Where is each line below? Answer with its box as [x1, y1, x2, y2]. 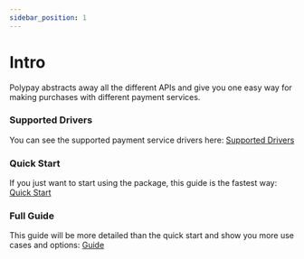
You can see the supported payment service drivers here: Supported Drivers [9, 134, 295, 145]
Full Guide [9, 209, 54, 222]
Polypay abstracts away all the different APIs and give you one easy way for [9, 82, 292, 93]
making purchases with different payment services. [9, 91, 201, 102]
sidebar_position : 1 [9, 13, 88, 23]
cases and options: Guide [9, 240, 105, 251]
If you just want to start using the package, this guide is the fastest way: [9, 178, 278, 189]
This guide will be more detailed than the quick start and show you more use [9, 230, 295, 241]
